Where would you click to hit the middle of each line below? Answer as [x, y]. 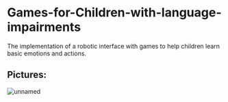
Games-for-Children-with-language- [114, 13]
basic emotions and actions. [47, 53]
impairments [44, 27]
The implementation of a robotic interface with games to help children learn [114, 46]
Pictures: [27, 75]
